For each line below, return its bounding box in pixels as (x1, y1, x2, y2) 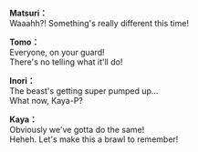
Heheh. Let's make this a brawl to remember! (9, 134, 179, 145)
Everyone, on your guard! (9, 47, 105, 58)
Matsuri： (9, 7, 48, 19)
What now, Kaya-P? (9, 96, 84, 106)
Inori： (9, 76, 36, 86)
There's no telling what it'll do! (9, 56, 123, 67)
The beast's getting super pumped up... (9, 86, 159, 96)
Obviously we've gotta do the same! (9, 125, 145, 136)
